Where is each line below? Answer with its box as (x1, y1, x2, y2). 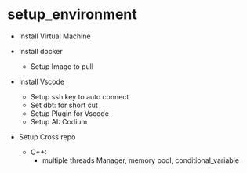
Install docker (18, 46, 64, 56)
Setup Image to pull (30, 61, 94, 71)
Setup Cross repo (18, 132, 76, 142)
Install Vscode (18, 77, 64, 86)
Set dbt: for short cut (30, 100, 99, 110)
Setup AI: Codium (30, 117, 88, 126)
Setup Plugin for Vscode (30, 108, 109, 118)
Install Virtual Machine (18, 31, 91, 41)
